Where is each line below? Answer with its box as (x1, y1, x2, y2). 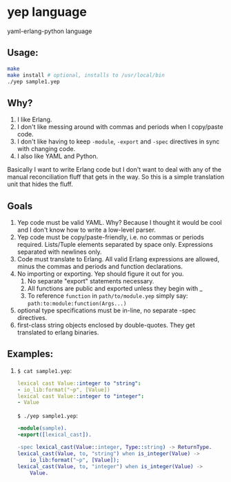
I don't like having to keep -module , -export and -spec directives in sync (17, 137, 220, 145)
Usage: (7, 47, 39, 59)
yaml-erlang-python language (7, 27, 92, 35)
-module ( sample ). (17, 425, 68, 432)
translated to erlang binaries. (17, 328, 99, 337)
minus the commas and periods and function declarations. (17, 263, 183, 270)
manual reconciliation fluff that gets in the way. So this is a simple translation (7, 173, 225, 181)
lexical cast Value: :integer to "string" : (17, 380, 141, 387)
